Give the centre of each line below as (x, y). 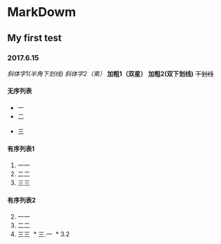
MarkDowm (42, 12)
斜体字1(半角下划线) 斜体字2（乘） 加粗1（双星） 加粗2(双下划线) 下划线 (110, 73)
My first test (35, 38)
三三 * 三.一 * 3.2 (43, 234)
